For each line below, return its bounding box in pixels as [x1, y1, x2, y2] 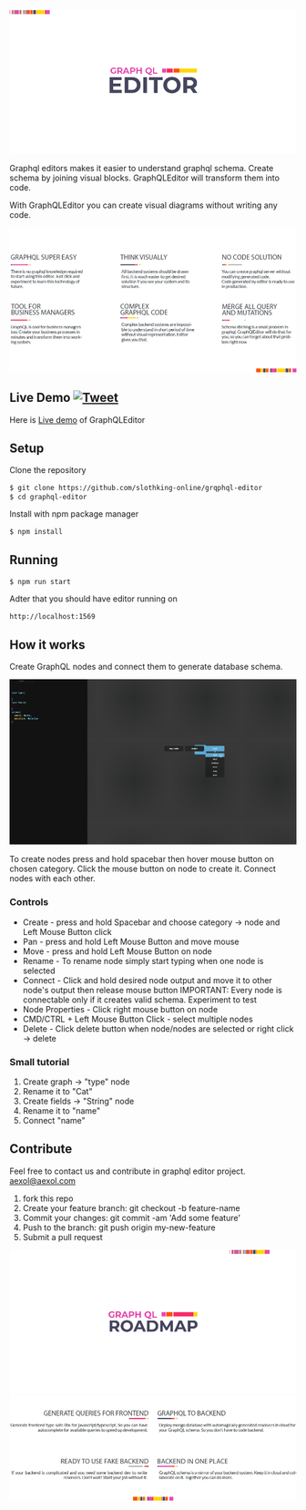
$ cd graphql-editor [9, 493, 88, 502]
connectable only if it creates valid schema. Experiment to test [22, 994, 257, 1005]
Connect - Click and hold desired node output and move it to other [22, 974, 273, 985]
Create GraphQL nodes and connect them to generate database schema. [9, 662, 283, 672]
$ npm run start [9, 578, 71, 587]
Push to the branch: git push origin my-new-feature [22, 1222, 216, 1233]
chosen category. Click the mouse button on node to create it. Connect [9, 863, 276, 875]
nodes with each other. [9, 873, 96, 884]
